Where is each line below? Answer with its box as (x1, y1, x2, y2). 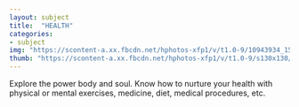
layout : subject (9, 12, 69, 22)
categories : (9, 29, 53, 38)
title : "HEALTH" (9, 21, 74, 30)
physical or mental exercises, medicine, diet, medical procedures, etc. (9, 88, 266, 98)
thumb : (9, 54, 34, 63)
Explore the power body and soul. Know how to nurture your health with (9, 79, 273, 88)
